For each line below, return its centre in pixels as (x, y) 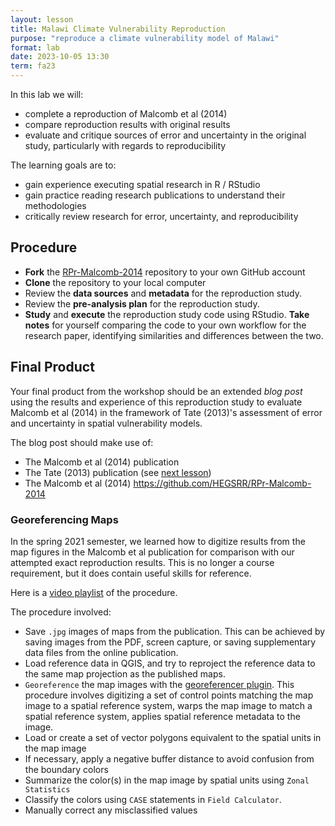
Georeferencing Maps (64, 519)
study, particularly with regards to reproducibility (125, 145)
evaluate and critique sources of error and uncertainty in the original (165, 135)
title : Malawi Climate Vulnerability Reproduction (118, 29)
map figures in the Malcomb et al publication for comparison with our (152, 552)
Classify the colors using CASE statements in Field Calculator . (153, 799)
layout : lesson (42, 19)
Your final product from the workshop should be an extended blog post (156, 391)
